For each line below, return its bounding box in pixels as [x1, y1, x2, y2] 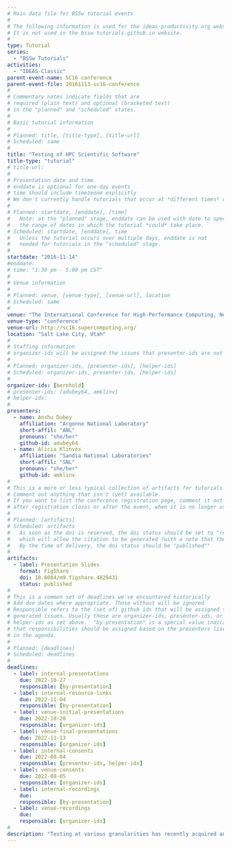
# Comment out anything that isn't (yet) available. [7, 491, 162, 498]
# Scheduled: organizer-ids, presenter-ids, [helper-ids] [7, 369, 177, 376]
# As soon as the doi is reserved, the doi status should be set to [7, 529, 214, 536]
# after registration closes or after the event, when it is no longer [7, 504, 217, 511]
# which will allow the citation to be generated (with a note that [7, 536, 214, 543]
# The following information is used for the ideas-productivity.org [7, 23, 211, 30]
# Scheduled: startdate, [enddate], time [7, 228, 128, 235]
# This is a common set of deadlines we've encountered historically [7, 594, 211, 600]
